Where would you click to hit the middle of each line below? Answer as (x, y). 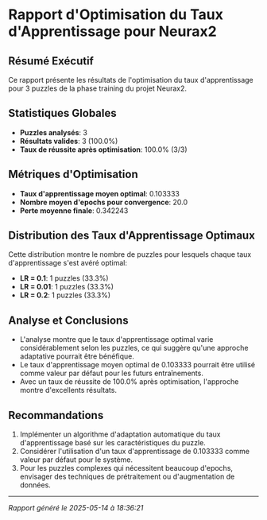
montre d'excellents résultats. (68, 390)
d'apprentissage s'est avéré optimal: (68, 263)
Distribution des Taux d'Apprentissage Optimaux (132, 236)
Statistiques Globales (62, 113)
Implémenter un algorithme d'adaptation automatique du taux (120, 434)
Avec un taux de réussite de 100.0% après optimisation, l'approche (129, 382)
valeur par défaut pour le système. (76, 460)
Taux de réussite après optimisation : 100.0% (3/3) (104, 149)
